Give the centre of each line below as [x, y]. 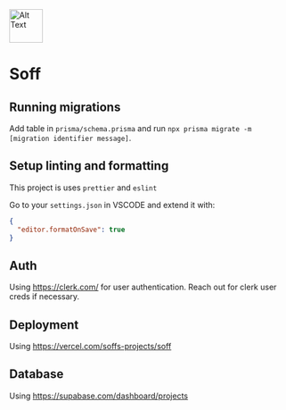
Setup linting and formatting [89, 166]
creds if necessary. [45, 297]
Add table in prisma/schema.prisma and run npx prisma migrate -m [131, 128]
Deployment [44, 325]
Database [37, 374]
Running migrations [65, 107]
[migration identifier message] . [70, 138]
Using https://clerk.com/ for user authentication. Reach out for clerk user [143, 287]
